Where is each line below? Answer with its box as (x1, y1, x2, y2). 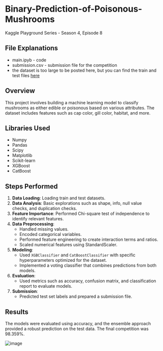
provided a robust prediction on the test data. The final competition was (5, 326, 149, 331)
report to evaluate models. (19, 283, 72, 289)
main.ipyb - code (12, 57, 47, 63)
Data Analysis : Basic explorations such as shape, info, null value (12, 200, 142, 206)
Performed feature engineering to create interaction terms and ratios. (19, 236, 158, 242)
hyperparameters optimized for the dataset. (19, 257, 107, 263)
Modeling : (12, 247, 33, 253)
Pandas (12, 142, 28, 148)
